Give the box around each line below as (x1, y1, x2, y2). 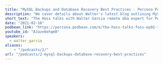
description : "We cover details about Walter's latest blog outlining (5, 12, 151, 16)
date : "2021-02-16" (5, 20, 45, 26)
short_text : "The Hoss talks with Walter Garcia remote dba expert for (5, 16, 153, 21)
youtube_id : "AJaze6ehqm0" (5, 29, 60, 34)
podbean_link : (5, 25, 34, 30)
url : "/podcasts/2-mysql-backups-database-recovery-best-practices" (5, 51, 147, 57)
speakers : (5, 34, 25, 39)
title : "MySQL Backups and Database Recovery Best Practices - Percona (5, 7, 153, 12)
